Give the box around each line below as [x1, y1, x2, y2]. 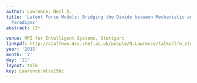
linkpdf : [6, 41, 28, 47]
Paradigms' [11, 19, 38, 25]
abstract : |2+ [6, 25, 41, 31]
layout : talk [6, 63, 38, 68]
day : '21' [6, 57, 30, 63]
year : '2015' [6, 46, 38, 53]
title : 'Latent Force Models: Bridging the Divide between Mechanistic [6, 14, 185, 20]
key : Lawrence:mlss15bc [6, 68, 64, 74]
